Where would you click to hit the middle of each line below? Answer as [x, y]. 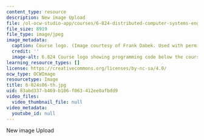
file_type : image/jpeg [35, 35]
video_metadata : [27, 108]
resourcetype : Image [32, 79]
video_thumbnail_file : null [47, 102]
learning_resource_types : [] [43, 62]
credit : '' [25, 52]
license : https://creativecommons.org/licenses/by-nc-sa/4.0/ [87, 68]
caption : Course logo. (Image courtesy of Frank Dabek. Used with [97, 46]
